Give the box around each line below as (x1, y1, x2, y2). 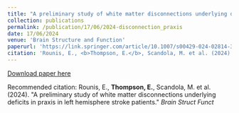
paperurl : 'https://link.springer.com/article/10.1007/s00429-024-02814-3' (7, 43, 237, 50)
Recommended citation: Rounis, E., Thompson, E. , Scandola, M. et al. (7, 83, 211, 91)
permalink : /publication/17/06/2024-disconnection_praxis (7, 23, 183, 30)
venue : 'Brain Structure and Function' (7, 37, 126, 44)
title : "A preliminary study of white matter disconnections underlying (7, 10, 228, 18)
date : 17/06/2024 (7, 30, 59, 37)
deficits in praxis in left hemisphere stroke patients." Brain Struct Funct (7, 97, 215, 106)
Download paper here (7, 69, 71, 78)
